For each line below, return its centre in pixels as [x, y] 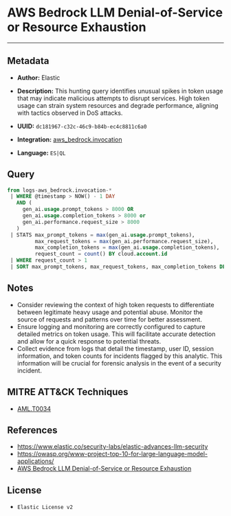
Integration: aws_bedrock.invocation [69, 139]
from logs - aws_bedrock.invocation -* [59, 190]
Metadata [28, 61]
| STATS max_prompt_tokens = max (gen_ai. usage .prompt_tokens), [102, 235]
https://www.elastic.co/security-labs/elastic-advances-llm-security [112, 447]
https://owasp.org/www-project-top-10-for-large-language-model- [112, 454]
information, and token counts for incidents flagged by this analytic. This [120, 356]
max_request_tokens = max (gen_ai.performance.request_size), [124, 241]
